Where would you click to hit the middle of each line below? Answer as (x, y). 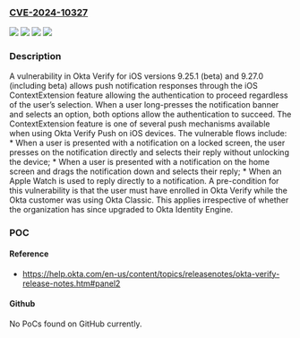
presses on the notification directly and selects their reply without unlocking (149, 152)
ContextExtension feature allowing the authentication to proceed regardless (149, 95)
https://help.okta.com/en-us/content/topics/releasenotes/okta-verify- (151, 273)
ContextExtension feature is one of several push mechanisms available (140, 124)
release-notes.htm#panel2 (71, 283)
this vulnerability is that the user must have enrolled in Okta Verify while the (149, 190)
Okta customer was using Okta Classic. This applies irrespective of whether (149, 200)
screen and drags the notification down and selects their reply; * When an (146, 171)
